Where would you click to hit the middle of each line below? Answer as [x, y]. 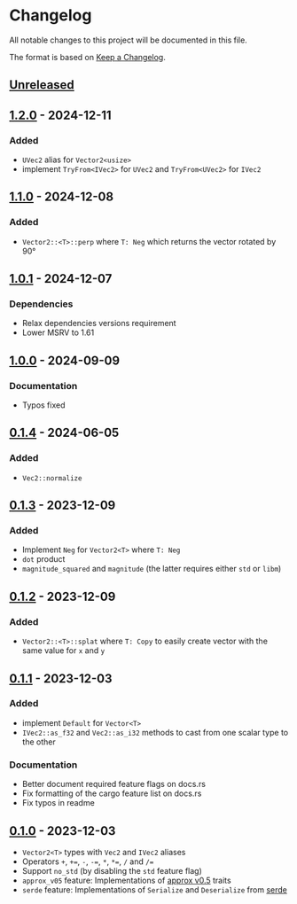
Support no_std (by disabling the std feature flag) [112, 870]
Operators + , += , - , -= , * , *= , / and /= [88, 861]
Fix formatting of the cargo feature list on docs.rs [112, 793]
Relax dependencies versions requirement [99, 323]
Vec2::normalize [52, 478]
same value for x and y [63, 651]
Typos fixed [43, 405]
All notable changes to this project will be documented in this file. [129, 40]
